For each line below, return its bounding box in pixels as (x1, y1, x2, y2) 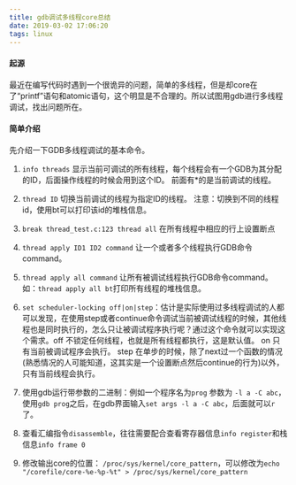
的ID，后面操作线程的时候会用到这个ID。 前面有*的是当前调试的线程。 (21, 174, 277, 185)
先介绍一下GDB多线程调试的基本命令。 (9, 144, 150, 155)
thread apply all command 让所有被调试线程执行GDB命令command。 (21, 272, 273, 282)
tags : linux (9, 29, 53, 38)
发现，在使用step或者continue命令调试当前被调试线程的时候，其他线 (37, 312, 287, 323)
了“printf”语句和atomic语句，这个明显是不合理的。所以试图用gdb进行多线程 (9, 90, 284, 101)
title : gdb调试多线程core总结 (9, 12, 111, 22)
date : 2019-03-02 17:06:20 (9, 21, 109, 30)
